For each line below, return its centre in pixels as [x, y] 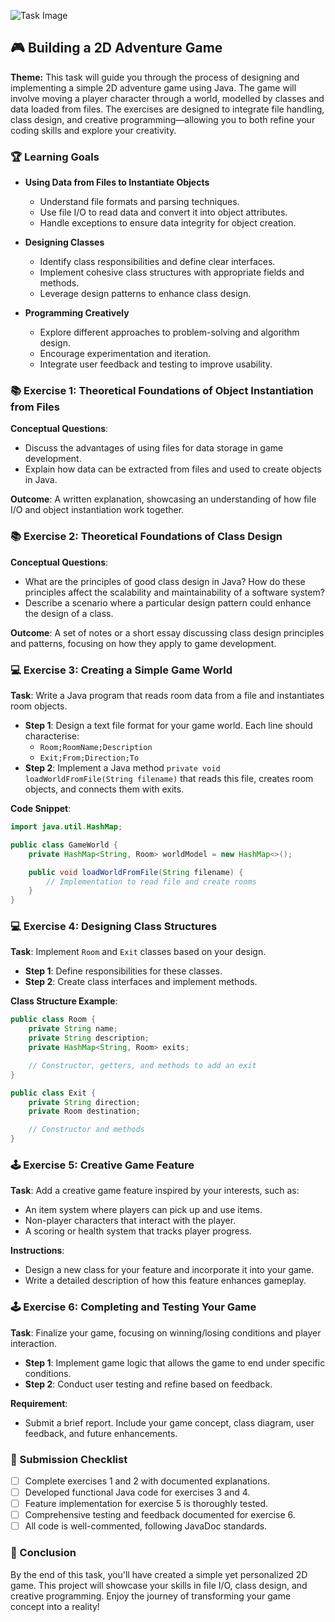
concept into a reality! [55, 1606]
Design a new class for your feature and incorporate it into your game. [169, 1270]
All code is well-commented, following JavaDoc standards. [146, 1526]
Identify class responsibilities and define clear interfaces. [157, 262]
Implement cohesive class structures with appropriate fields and [172, 272]
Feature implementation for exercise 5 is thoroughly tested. [146, 1504]
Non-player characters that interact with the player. [130, 1221]
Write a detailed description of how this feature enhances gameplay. [165, 1281]
